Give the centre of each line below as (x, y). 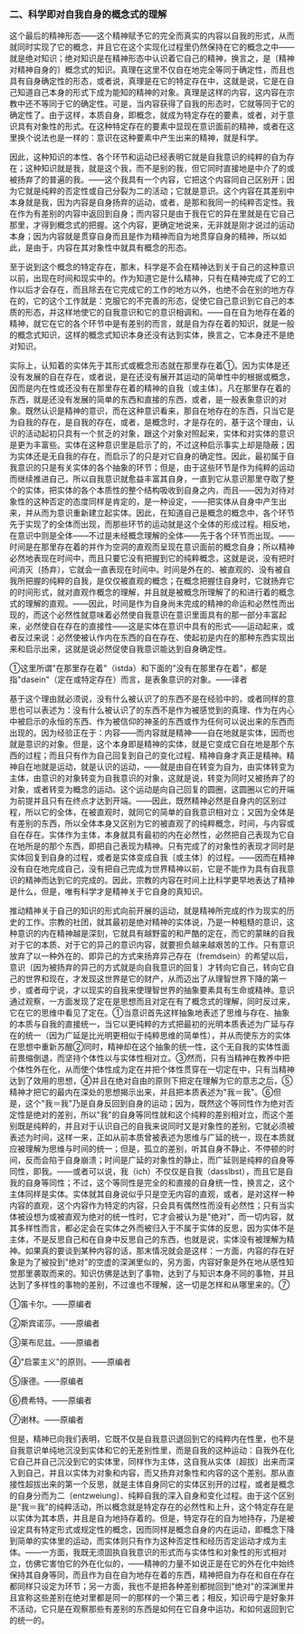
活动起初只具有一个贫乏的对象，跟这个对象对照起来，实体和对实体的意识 (160, 433)
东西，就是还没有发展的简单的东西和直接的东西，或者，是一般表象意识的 (144, 400)
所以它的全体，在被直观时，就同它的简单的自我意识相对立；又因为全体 (156, 812)
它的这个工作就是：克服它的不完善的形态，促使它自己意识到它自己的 (160, 301)
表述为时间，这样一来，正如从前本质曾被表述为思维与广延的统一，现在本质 (148, 1138)
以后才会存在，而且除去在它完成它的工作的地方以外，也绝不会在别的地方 (152, 290)
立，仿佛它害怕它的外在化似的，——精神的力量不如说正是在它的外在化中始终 (152, 1564)
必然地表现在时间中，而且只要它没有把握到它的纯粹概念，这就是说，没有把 (148, 559)
